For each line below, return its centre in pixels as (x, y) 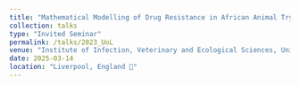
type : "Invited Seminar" (55, 34)
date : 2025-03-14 (42, 58)
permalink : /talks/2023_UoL (62, 42)
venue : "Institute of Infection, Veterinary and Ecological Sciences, (143, 50)
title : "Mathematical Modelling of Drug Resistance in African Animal (143, 17)
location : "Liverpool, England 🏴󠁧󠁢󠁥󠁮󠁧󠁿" (74, 67)
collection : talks (43, 26)
